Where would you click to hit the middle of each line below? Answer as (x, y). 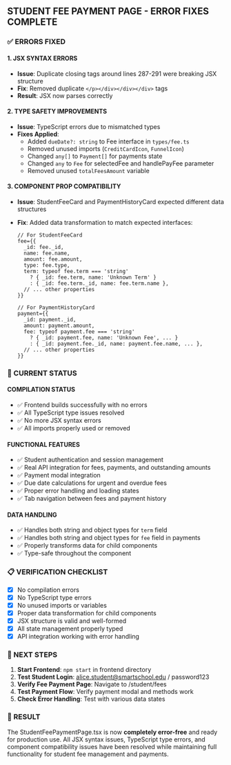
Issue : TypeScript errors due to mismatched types (89, 126)
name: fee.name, (47, 253)
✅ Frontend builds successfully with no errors (82, 405)
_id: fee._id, (44, 247)
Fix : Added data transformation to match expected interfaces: (105, 222)
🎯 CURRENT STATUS (42, 373)
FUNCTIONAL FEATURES (44, 444)
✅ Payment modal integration (59, 475)
